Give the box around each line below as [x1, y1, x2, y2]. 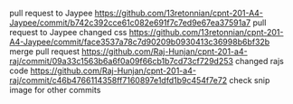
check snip [229, 75, 270, 85]
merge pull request [9, 46, 80, 57]
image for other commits [9, 85, 101, 95]
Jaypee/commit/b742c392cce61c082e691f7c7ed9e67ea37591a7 [9, 17, 251, 28]
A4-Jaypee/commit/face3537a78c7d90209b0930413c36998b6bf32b [9, 36, 270, 47]
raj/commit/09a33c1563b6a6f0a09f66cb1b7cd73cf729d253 [9, 56, 233, 66]
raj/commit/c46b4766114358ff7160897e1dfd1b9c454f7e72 [9, 75, 228, 85]
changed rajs [234, 56, 285, 66]
